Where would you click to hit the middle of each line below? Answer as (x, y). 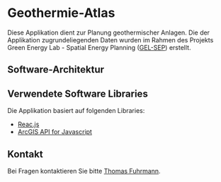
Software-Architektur (56, 69)
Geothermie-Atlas (61, 13)
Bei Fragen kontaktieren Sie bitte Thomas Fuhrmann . (84, 171)
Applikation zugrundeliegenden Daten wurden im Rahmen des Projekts (110, 40)
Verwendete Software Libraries (78, 93)
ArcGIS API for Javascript (55, 132)
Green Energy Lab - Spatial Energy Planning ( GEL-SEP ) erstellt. (99, 47)
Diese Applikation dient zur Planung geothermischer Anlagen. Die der (109, 32)
